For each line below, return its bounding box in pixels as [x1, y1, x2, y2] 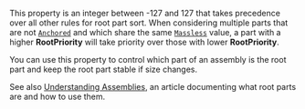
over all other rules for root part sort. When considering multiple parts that [9, 17, 289, 28]
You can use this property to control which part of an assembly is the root [9, 54, 287, 64]
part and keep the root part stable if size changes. [9, 64, 198, 74]
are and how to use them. [9, 91, 106, 102]
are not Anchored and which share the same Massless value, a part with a [9, 27, 281, 37]
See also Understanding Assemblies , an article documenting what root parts [9, 82, 297, 92]
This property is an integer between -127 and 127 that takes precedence [9, 8, 281, 18]
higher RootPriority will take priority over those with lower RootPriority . [9, 36, 280, 47]
